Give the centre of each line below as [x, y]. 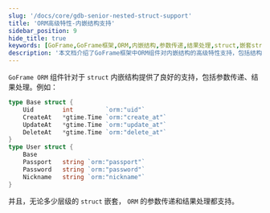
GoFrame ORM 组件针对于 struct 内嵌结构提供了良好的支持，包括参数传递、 [130, 77]
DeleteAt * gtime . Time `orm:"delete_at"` [95, 132]
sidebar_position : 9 [43, 31]
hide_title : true [37, 38]
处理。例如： [36, 87]
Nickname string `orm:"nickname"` [84, 177]
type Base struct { [41, 102]
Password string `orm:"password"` [84, 170]
